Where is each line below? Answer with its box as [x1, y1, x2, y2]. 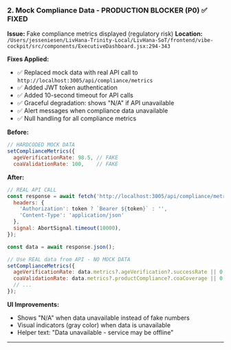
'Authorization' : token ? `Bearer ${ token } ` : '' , [19, 206, 168, 212]
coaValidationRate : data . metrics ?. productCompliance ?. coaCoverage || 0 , [13, 275, 226, 282]
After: [7, 173, 25, 181]
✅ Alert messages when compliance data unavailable [16, 107, 168, 115]
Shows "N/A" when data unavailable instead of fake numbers [16, 314, 190, 322]
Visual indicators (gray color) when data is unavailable [16, 320, 170, 329]
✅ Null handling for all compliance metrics [16, 114, 137, 122]
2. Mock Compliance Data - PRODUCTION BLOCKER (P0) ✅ [7, 6, 208, 15]
